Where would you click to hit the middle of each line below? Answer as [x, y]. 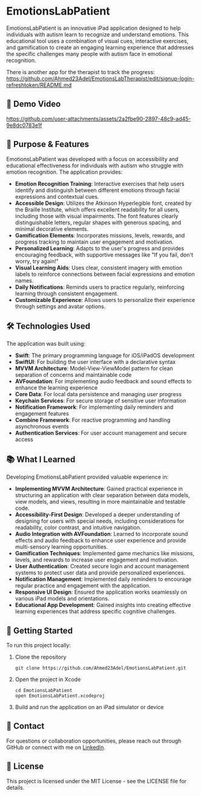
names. [24, 280]
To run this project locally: [39, 645]
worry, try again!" [37, 261]
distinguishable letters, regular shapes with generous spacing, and [98, 222]
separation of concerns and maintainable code [73, 375]
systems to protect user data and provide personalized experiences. [100, 573]
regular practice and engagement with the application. [83, 586]
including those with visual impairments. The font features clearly [97, 216]
